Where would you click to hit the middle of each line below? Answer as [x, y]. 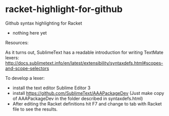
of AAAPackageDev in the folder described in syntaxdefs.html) [78, 98]
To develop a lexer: [25, 78]
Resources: [17, 42]
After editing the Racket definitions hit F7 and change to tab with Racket [87, 103]
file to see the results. [35, 109]
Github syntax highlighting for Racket [44, 23]
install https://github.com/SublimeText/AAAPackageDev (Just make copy [88, 93]
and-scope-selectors [27, 68]
